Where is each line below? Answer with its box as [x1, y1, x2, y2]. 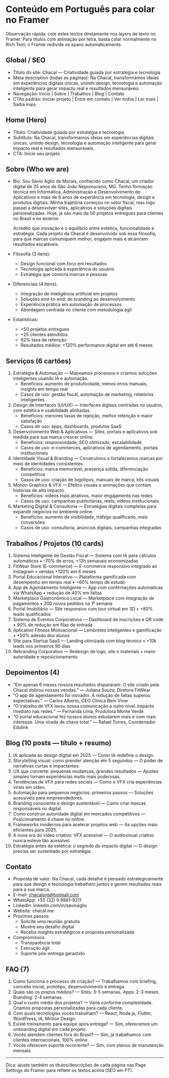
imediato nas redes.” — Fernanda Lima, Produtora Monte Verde [13, 708, 144, 714]
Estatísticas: [13, 317, 38, 323]
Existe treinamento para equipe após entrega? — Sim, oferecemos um [13, 1021, 158, 1027]
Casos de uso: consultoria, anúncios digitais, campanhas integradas [20, 525, 162, 531]
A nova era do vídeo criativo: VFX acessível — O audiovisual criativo [13, 832, 154, 838]
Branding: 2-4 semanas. [13, 994, 63, 1000]
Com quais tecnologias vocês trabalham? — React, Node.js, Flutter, [13, 1010, 152, 1016]
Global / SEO [6, 56, 46, 65]
